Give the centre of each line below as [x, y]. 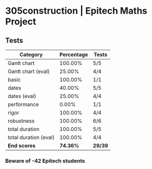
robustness [21, 121]
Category [31, 55]
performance [23, 104]
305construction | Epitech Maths [77, 11]
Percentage [74, 55]
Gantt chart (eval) [29, 71]
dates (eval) [22, 96]
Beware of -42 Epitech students [45, 161]
